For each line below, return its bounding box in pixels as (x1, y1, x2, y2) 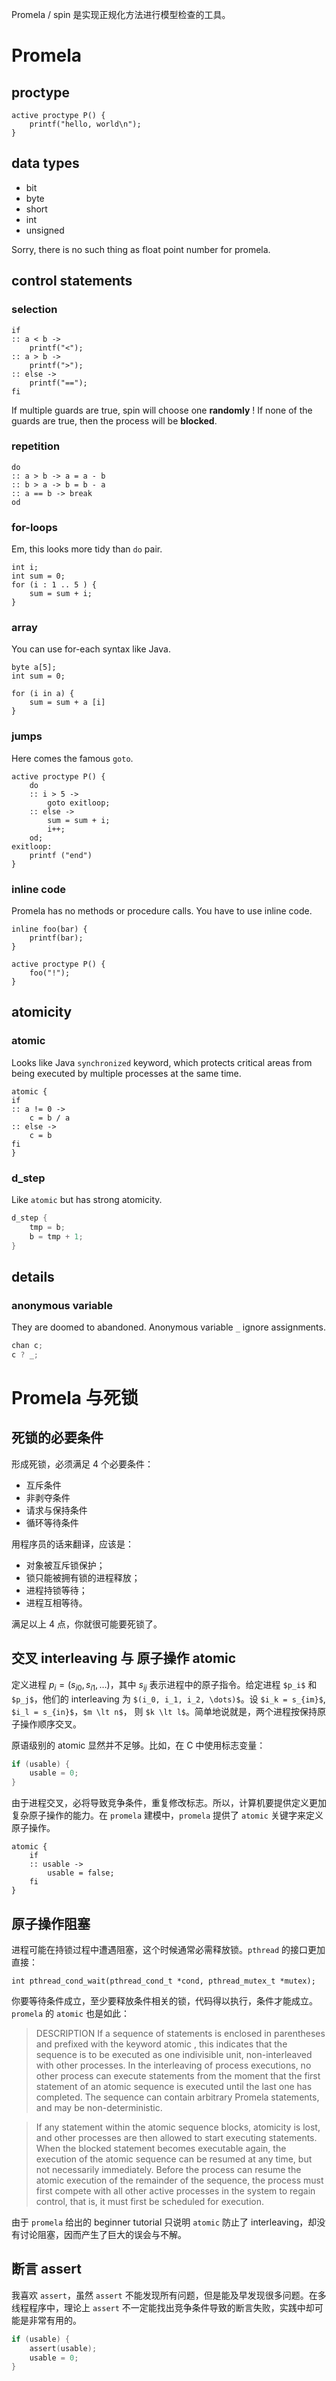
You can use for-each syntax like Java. (11, 643, 171, 655)
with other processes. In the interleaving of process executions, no (35, 2059, 312, 2071)
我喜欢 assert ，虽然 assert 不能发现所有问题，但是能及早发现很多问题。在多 (11, 2289, 327, 2301)
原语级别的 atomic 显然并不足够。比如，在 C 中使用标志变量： (11, 1739, 266, 1751)
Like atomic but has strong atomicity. (11, 1193, 163, 1205)
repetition (11, 439, 61, 453)
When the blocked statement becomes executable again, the (35, 2142, 287, 2154)
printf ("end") (29, 850, 93, 860)
